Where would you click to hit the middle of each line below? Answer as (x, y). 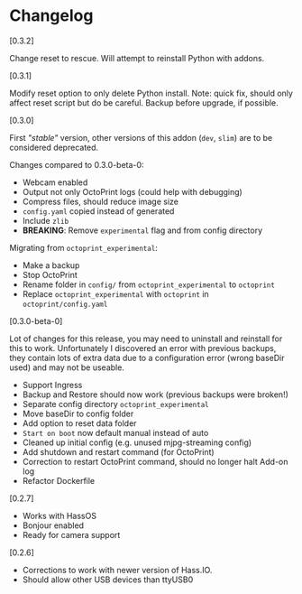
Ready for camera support (71, 534)
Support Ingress (52, 385)
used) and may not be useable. (67, 367)
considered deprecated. (54, 147)
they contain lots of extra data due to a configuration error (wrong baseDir (147, 357)
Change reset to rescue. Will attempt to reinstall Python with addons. (137, 58)
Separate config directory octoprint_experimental (115, 404)
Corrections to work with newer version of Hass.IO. (117, 570)
